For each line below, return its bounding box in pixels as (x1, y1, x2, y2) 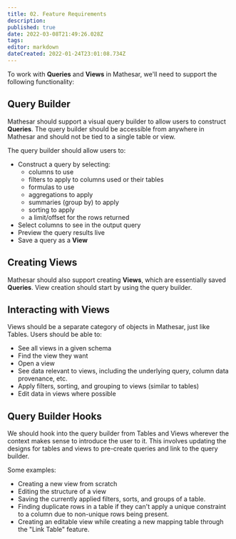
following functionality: (7, 77, 75, 86)
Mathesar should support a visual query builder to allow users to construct (7, 117, 227, 126)
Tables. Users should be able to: (7, 330, 102, 339)
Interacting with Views (7, 303, 111, 316)
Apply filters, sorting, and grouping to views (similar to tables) (17, 382, 200, 391)
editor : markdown (7, 44, 59, 51)
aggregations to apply (28, 190, 93, 198)
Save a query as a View (17, 236, 88, 244)
